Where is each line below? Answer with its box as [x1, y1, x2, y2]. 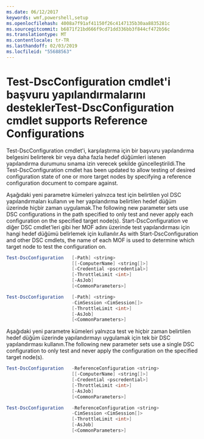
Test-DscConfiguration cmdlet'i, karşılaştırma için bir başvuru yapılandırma [6, 147, 194, 154]
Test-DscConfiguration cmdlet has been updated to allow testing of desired [6, 166, 196, 174]
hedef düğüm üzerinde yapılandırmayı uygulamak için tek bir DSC [6, 334, 171, 341]
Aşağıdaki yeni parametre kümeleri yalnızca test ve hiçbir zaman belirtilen [6, 327, 191, 335]
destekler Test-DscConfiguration [6, 101, 175, 115]
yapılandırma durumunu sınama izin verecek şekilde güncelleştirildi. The [6, 160, 186, 167]
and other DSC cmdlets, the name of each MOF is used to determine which [6, 236, 195, 244]
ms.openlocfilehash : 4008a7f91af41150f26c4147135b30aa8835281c [6, 20, 171, 26]
